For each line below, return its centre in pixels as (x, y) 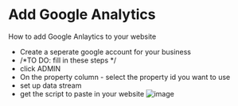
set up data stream (51, 85)
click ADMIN (40, 68)
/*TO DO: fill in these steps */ (68, 60)
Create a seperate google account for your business (105, 51)
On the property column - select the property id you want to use (125, 77)
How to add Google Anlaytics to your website (82, 36)
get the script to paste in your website (82, 93)
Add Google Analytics (82, 15)
